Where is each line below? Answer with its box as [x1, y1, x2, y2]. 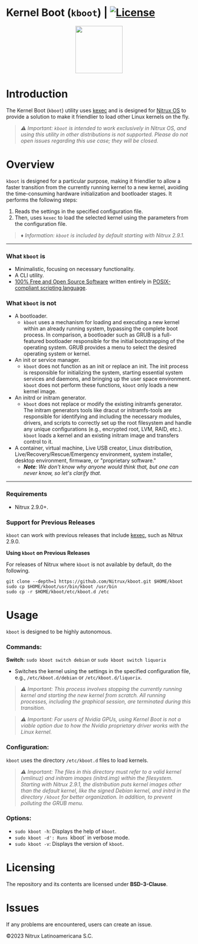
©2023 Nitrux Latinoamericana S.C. [6, 932, 93, 939]
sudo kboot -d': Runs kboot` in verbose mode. [14, 834, 130, 841]
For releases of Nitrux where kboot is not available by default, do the [6, 561, 172, 568]
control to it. [23, 438, 53, 445]
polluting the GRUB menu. [20, 799, 84, 807]
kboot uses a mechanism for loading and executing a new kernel [23, 319, 180, 326]
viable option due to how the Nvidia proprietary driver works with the [20, 722, 189, 729]
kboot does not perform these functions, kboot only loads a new [23, 382, 179, 389]
